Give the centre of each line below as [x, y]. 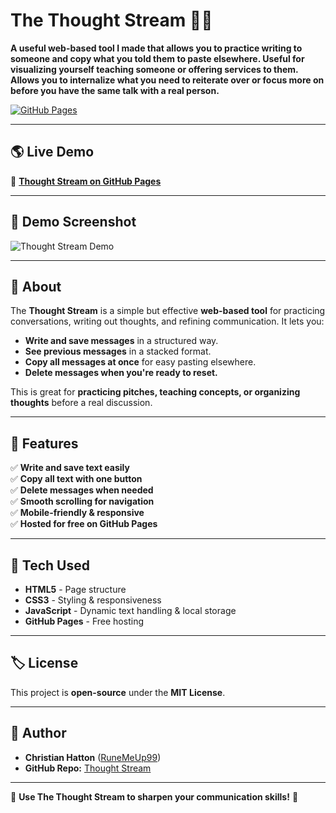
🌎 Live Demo [52, 152]
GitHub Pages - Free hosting [84, 621]
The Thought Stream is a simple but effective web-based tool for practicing [168, 311]
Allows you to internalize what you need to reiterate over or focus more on [167, 80]
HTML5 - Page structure [75, 589]
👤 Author [38, 733]
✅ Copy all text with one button [76, 479]
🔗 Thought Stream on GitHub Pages [86, 181]
